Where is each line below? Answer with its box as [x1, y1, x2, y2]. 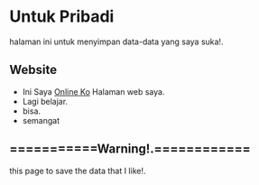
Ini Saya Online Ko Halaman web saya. [22, 86, 165, 97]
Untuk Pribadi [9, 6, 115, 27]
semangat [22, 115, 60, 125]
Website [9, 62, 57, 78]
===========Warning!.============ [9, 142, 251, 157]
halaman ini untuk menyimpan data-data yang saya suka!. [9, 36, 224, 47]
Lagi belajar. [22, 96, 69, 106]
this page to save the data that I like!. [9, 165, 146, 176]
